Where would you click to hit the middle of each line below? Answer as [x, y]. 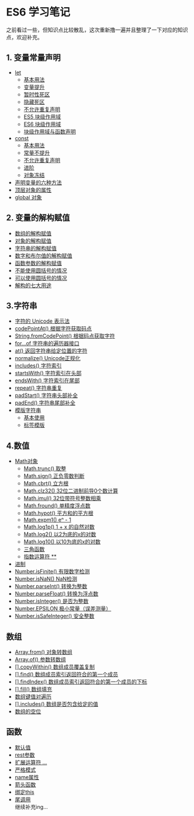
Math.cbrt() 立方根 [46, 483]
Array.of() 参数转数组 [40, 659]
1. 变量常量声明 [34, 58]
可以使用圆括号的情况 [41, 278]
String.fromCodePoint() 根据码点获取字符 [65, 336]
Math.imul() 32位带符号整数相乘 [62, 498]
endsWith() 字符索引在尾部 [47, 380]
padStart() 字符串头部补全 [46, 395]
